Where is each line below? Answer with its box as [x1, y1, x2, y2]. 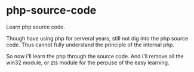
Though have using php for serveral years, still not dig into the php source [6, 35, 189, 42]
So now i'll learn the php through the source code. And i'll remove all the [6, 52, 184, 60]
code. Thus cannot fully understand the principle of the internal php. [6, 41, 175, 48]
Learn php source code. [6, 23, 66, 30]
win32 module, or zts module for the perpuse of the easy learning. [6, 59, 170, 66]
